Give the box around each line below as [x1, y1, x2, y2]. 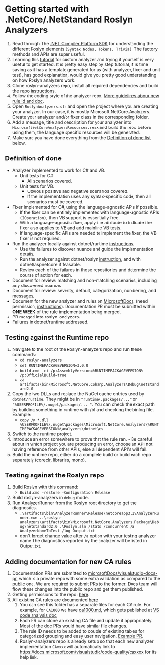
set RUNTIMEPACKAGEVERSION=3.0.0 [19, 363, 89, 368]
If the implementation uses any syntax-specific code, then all [27, 193, 151, 199]
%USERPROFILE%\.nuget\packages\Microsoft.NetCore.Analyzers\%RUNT [19, 422, 159, 427]
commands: [12, 351, 36, 357]
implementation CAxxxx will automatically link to [19, 644, 115, 650]
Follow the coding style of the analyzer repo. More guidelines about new [12, 93, 159, 99]
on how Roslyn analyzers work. [12, 77, 76, 83]
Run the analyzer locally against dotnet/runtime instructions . [12, 240, 134, 247]
